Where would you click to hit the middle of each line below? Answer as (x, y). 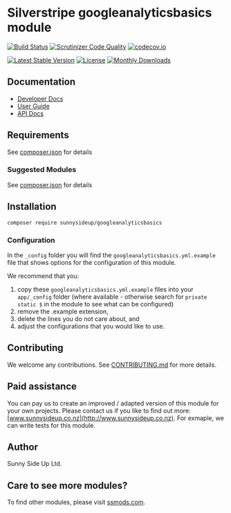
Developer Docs (40, 98)
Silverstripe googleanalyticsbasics (110, 13)
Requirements (38, 136)
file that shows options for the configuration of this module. (92, 262)
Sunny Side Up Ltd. (35, 464)
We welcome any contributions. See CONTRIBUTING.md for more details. (112, 365)
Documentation (41, 82)
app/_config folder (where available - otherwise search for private (112, 297)
